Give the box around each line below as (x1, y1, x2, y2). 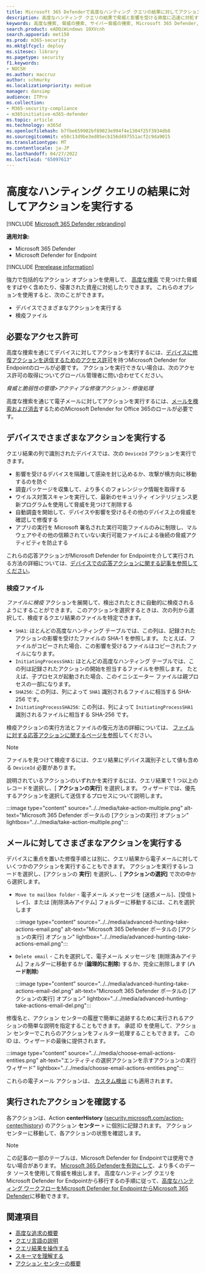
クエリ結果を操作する (15, 1244, 69, 1252)
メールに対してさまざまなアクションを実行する (6, 837, 182, 848)
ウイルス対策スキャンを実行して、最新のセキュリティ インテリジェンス (15, 493, 193, 500)
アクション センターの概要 (15, 1260, 81, 1267)
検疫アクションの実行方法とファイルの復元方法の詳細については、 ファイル (6, 724, 195, 731)
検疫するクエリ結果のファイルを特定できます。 (27, 614, 145, 622)
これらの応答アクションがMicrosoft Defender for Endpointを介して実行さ (6, 551, 189, 559)
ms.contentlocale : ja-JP (6, 145, 70, 151)
